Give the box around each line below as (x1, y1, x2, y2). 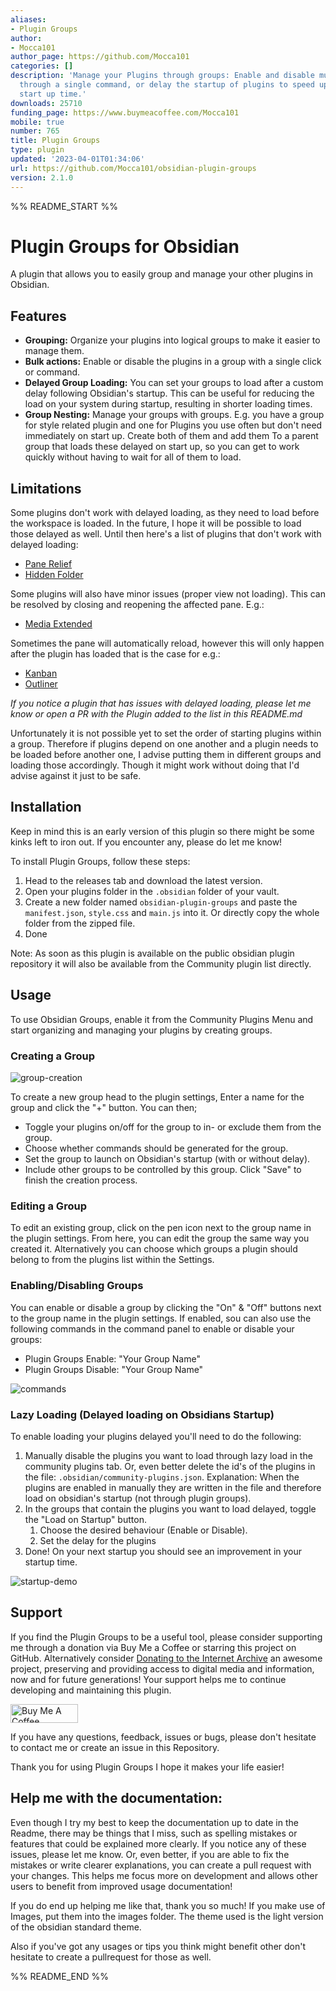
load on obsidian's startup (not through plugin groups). (24, 1492, 252, 1504)
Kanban (24, 667, 58, 680)
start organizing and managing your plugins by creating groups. (10, 1024, 273, 1036)
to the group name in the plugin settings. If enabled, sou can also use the (10, 1312, 312, 1324)
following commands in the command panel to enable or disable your (10, 1322, 295, 1335)
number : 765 (10, 126, 60, 136)
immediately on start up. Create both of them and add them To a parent (24, 430, 319, 442)
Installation (10, 799, 82, 816)
